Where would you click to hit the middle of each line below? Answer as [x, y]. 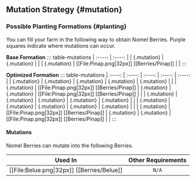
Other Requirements [158, 160]
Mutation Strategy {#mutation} [64, 10]
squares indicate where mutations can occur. [61, 45]
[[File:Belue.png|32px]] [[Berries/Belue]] [66, 170]
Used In [66, 160]
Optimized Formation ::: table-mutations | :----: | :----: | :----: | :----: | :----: [98, 75]
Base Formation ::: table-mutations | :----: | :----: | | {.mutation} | [85, 57]
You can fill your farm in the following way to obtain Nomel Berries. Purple [96, 39]
